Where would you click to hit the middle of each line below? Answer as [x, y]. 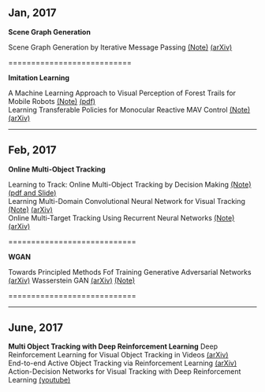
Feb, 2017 [32, 150]
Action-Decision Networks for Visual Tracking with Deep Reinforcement [125, 372]
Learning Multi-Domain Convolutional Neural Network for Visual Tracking [127, 201]
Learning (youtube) [39, 380]
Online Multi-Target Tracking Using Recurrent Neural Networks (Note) [121, 218]
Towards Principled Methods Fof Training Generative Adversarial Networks [130, 272]
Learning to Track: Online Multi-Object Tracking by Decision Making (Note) [130, 184]
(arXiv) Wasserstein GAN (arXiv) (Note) [72, 280]
